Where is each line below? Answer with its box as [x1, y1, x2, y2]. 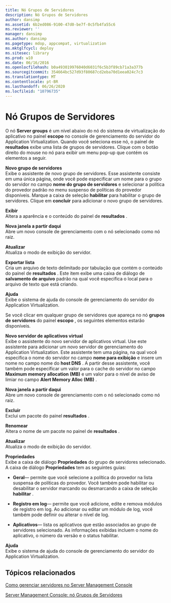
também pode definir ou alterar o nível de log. [12, 512, 110, 518]
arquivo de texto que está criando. [5, 281, 78, 288]
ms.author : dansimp [5, 36, 47, 42]
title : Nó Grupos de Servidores [5, 7, 74, 13]
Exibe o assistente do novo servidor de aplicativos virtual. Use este [5, 338, 147, 345]
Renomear [5, 423, 28, 429]
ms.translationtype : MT [5, 74, 56, 80]
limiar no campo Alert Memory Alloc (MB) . [5, 376, 97, 383]
